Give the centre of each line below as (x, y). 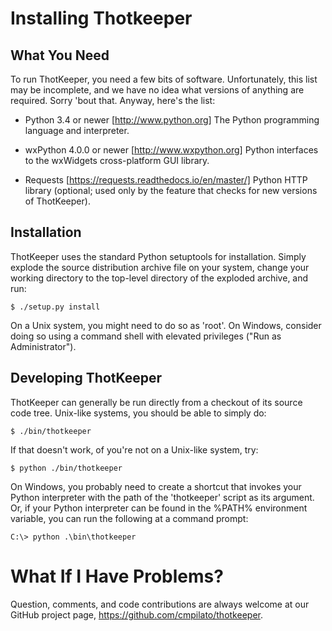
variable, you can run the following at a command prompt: (129, 518)
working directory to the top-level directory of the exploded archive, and (159, 278)
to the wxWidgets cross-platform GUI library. (117, 160)
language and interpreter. (77, 130)
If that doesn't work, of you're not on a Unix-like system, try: (134, 449)
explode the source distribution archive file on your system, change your (160, 267)
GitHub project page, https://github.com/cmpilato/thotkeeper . (136, 614)
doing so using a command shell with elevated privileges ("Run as (146, 336)
